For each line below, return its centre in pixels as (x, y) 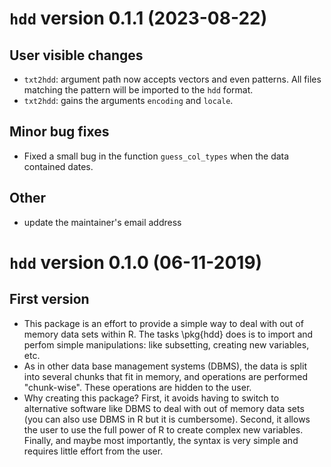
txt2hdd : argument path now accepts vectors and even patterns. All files (172, 79)
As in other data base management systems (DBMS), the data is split (165, 366)
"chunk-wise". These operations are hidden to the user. (137, 387)
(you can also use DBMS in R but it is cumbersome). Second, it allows (167, 419)
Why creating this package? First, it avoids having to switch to (151, 398)
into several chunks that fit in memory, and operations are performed (166, 376)
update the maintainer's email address (102, 222)
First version (49, 299)
